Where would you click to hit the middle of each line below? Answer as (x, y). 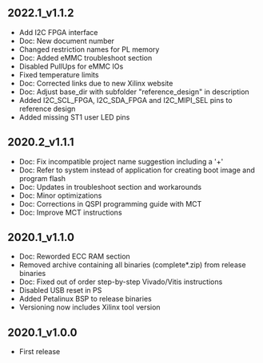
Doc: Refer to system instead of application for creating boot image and (137, 170)
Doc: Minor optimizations (60, 195)
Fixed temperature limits (59, 74)
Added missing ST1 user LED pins (74, 117)
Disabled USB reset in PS (60, 290)
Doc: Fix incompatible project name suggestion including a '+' (121, 161)
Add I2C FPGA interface (58, 32)
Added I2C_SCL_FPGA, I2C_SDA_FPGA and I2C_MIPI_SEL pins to (126, 100)
